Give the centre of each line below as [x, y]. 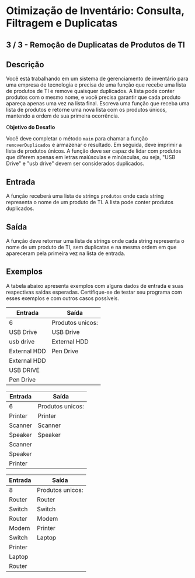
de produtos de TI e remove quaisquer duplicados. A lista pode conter [90, 91]
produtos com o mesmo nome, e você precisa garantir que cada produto [93, 97]
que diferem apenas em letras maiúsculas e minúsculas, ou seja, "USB [91, 157]
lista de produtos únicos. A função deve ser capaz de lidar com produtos [94, 151]
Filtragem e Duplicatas [62, 23]
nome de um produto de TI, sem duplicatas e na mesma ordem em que [91, 247]
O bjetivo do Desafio [31, 128]
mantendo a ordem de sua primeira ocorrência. [63, 116]
